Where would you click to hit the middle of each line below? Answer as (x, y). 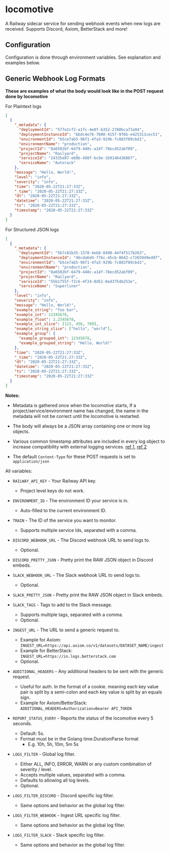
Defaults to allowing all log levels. (55, 780)
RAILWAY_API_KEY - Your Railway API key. (55, 481)
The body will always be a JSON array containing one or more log (81, 426)
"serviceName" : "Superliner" (49, 286)
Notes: (13, 395)
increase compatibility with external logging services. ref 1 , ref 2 (80, 446)
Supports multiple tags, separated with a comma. (72, 615)
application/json (31, 461)
